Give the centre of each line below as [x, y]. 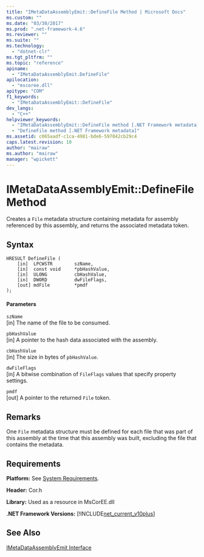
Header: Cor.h [24, 490]
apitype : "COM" [25, 91]
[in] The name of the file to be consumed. [58, 323]
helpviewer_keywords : [34, 119]
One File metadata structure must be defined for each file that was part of [100, 432]
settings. [17, 380]
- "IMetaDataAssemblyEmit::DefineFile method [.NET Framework [92, 125]
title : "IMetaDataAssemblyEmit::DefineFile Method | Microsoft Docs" [96, 12]
